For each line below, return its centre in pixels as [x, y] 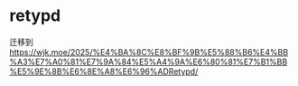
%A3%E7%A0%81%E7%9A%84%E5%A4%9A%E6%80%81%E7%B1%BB [149, 62]
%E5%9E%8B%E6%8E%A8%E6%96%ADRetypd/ [104, 71]
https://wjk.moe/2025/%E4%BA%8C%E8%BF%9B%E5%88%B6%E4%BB [149, 52]
